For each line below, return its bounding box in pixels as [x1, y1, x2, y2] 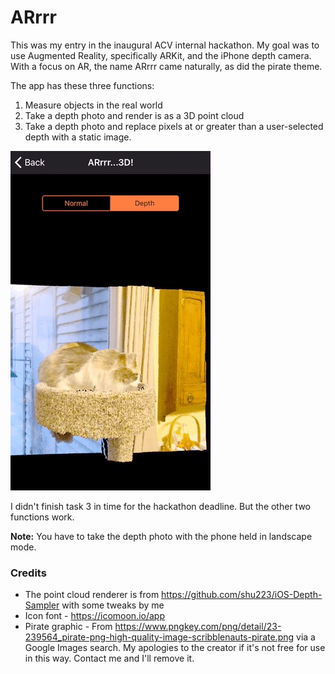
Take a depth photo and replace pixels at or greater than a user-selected [24, 120, 324, 132]
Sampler [24, 599, 60, 611]
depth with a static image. [24, 131, 132, 143]
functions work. [10, 511, 75, 523]
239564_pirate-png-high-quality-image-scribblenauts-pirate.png [24, 631, 295, 643]
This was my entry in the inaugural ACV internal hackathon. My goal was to [10, 39, 320, 51]
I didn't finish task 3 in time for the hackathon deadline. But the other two [10, 500, 311, 512]
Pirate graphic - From [24, 621, 113, 633]
